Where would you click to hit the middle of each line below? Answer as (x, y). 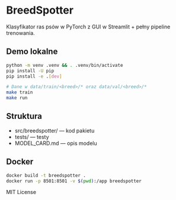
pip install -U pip (30, 71)
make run (17, 98)
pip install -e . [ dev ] (34, 76)
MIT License (21, 192)
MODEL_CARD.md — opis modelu (56, 143)
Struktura (24, 116)
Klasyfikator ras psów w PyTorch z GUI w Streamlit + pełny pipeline (88, 27)
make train (20, 92)
